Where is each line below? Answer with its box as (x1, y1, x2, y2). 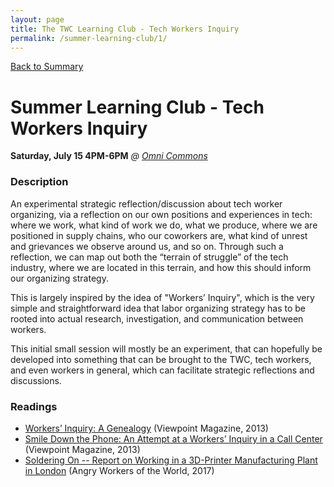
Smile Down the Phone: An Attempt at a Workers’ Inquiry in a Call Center (24, 432, 323, 445)
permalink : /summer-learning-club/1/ (10, 33, 168, 43)
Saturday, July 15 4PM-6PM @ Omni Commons (10, 150, 208, 162)
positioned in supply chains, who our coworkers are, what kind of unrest (10, 229, 308, 241)
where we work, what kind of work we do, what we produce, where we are (10, 219, 318, 231)
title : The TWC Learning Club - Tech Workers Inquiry (10, 24, 240, 34)
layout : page (10, 14, 65, 25)
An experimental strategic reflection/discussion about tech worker (10, 197, 283, 210)
